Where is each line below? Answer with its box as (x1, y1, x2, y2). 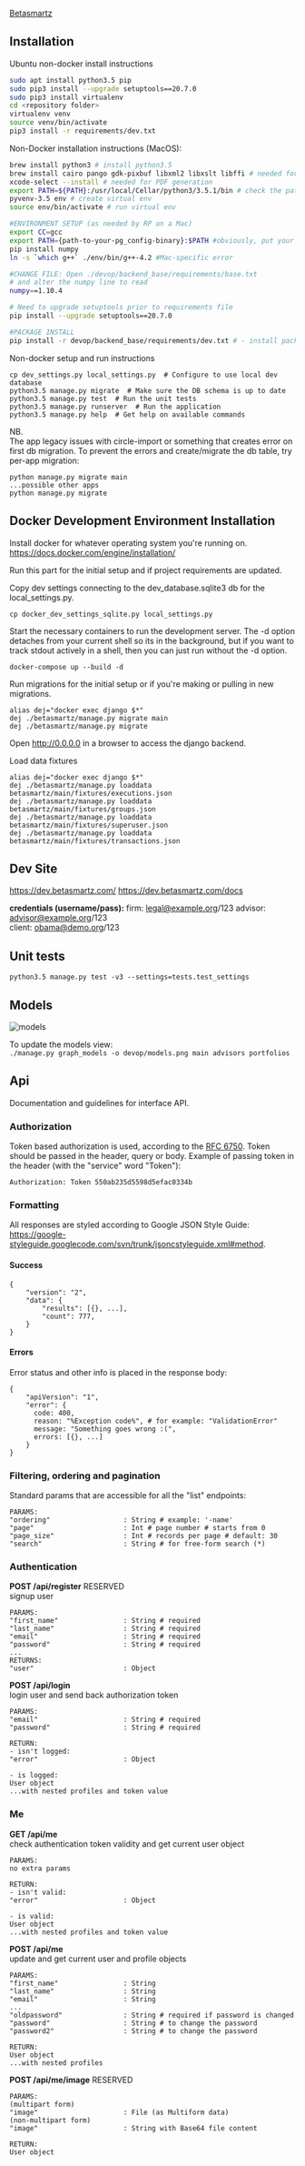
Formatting (9, 1198, 60, 1211)
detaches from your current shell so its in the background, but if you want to (9, 635, 295, 646)
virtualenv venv (9, 109, 71, 119)
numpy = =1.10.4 (9, 287, 64, 296)
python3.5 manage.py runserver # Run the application (9, 402, 221, 411)
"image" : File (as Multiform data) (9, 2108, 230, 2117)
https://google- (9, 1229, 66, 1240)
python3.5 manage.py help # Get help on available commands (9, 409, 246, 419)
